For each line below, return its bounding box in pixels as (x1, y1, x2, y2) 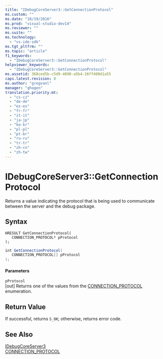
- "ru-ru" (9, 136, 30, 141)
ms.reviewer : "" (5, 26, 38, 31)
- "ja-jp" (9, 117, 30, 123)
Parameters (5, 268, 30, 273)
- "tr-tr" (9, 140, 30, 146)
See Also (5, 330, 33, 339)
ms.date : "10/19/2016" (5, 16, 52, 21)
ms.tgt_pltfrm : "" (5, 44, 43, 49)
